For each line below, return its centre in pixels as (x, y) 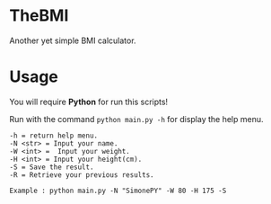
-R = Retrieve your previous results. (82, 175)
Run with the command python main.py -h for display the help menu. (136, 119)
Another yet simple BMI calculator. (73, 40)
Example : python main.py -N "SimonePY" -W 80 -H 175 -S (118, 191)
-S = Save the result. (52, 167)
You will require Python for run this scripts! (89, 102)
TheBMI (39, 16)
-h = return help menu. (54, 136)
